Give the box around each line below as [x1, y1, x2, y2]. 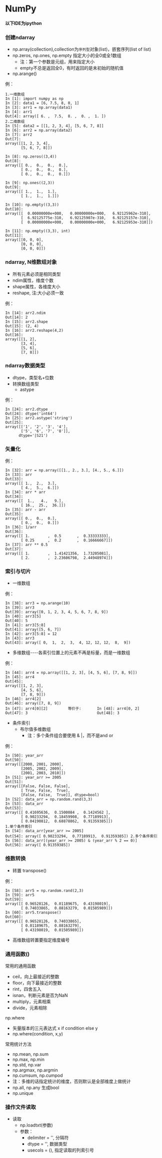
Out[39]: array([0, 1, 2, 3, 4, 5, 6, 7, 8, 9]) [5, 610, 108, 615]
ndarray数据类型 [5, 362, 45, 369]
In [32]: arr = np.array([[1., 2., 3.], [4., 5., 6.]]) [5, 468, 124, 473]
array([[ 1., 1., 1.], [5, 189, 57, 194]
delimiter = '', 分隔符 [27, 1134, 69, 1141]
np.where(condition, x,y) [12, 1031, 63, 1037]
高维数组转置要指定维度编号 [12, 937, 70, 943]
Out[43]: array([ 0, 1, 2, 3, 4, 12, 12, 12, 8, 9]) [5, 640, 131, 646]
